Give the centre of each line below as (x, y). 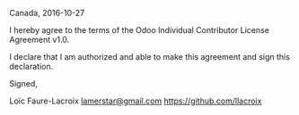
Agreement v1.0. (40, 40)
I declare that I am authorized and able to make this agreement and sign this (149, 57)
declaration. (31, 66)
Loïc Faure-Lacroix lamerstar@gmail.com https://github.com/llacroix (136, 101)
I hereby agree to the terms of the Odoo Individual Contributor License (139, 30)
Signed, (23, 83)
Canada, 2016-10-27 (47, 13)
